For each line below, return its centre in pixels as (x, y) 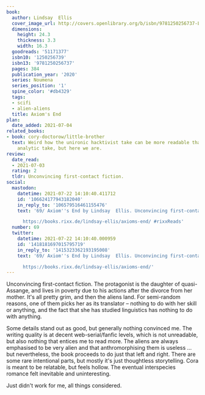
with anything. (24, 317)
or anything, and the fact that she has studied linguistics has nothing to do (99, 310)
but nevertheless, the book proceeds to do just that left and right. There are (101, 354)
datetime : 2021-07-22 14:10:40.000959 (67, 239)
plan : (13, 120)
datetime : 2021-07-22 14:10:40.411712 (67, 194)
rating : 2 (24, 171)
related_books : (26, 131)
